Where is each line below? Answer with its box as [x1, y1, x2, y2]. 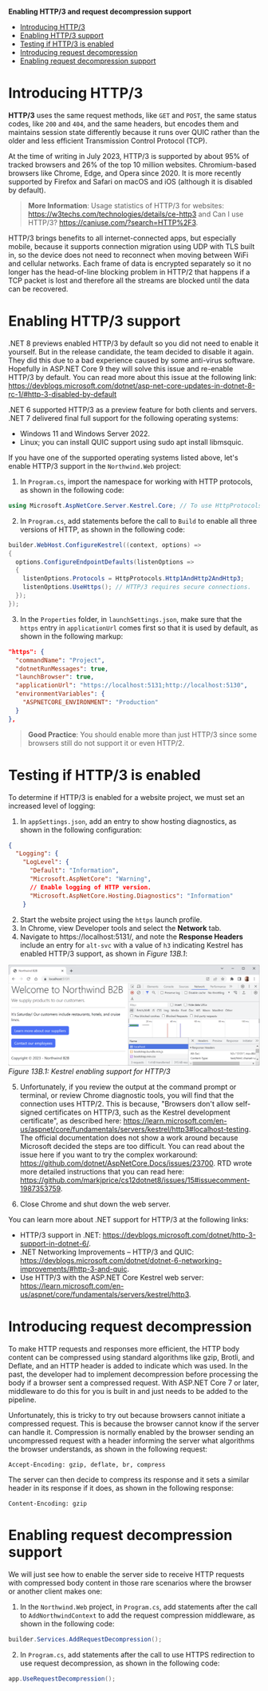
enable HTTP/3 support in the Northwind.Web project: [8, 461, 182, 470]
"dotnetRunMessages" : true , [15, 664, 109, 673]
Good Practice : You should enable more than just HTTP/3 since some [27, 730, 258, 739]
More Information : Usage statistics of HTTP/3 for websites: [27, 200, 225, 210]
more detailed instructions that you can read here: [19, 1166, 185, 1176]
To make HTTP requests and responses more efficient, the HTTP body [8, 1344, 240, 1353]
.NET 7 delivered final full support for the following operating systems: [8, 413, 239, 422]
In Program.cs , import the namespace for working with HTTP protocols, [19, 477, 253, 486]
